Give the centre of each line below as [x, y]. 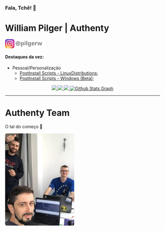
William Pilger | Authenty [57, 28]
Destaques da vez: [25, 57]
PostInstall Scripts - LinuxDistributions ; [59, 73]
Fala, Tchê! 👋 [21, 8]
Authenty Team [37, 113]
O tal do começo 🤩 [24, 127]
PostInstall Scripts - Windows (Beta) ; [57, 79]
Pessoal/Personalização [37, 68]
